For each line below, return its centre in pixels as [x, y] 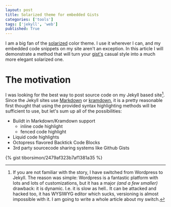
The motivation [38, 80]
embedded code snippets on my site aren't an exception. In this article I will [84, 49]
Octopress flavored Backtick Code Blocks [56, 142]
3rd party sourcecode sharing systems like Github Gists [71, 148]
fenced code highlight [43, 131]
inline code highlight [41, 126]
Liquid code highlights [36, 137]
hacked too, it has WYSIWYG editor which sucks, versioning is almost [85, 194]
